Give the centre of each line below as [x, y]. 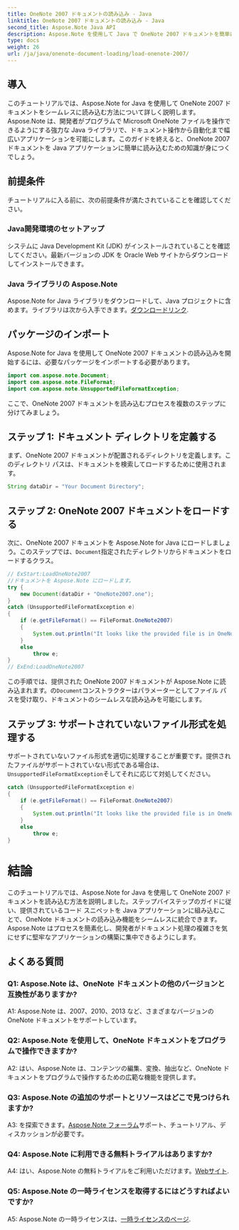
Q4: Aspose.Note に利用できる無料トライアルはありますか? [110, 1154]
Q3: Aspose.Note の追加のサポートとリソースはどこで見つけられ [118, 1097]
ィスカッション [29, 1134]
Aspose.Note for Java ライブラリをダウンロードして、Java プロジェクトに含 [119, 301]
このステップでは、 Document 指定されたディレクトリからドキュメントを [122, 552]
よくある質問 [36, 962]
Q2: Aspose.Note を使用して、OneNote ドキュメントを [102, 1041]
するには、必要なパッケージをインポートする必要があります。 [103, 362]
